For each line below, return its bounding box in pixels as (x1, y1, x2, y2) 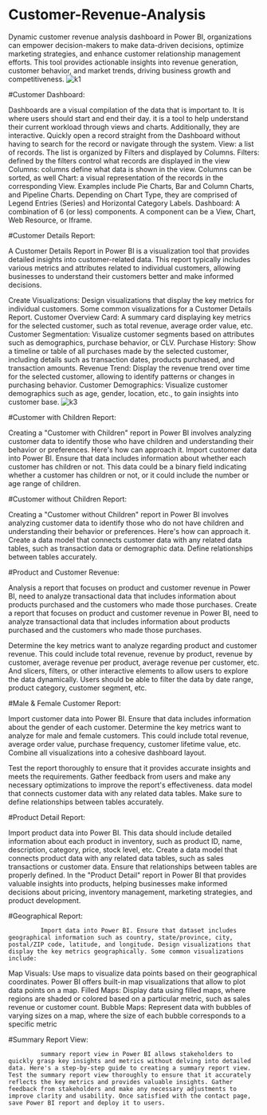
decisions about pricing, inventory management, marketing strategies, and (8, 887, 253, 897)
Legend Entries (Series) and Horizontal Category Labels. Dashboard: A (8, 198, 241, 208)
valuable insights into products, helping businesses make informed (8, 878, 228, 888)
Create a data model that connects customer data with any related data (8, 535, 242, 544)
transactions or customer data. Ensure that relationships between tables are (8, 862, 257, 871)
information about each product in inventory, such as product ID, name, (8, 836, 243, 846)
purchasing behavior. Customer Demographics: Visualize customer (8, 380, 229, 390)
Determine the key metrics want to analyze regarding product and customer (8, 640, 257, 650)
